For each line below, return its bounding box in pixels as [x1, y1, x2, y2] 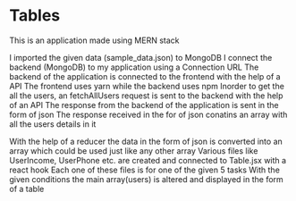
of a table [9, 183, 45, 194]
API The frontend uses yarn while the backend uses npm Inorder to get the [9, 80, 284, 91]
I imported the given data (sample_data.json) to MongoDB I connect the [9, 52, 273, 63]
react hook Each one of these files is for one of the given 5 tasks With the [9, 164, 280, 175]
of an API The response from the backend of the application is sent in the [9, 99, 279, 110]
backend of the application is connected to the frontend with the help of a [9, 71, 281, 81]
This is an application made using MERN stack [9, 35, 180, 46]
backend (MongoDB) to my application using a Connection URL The [9, 62, 259, 72]
